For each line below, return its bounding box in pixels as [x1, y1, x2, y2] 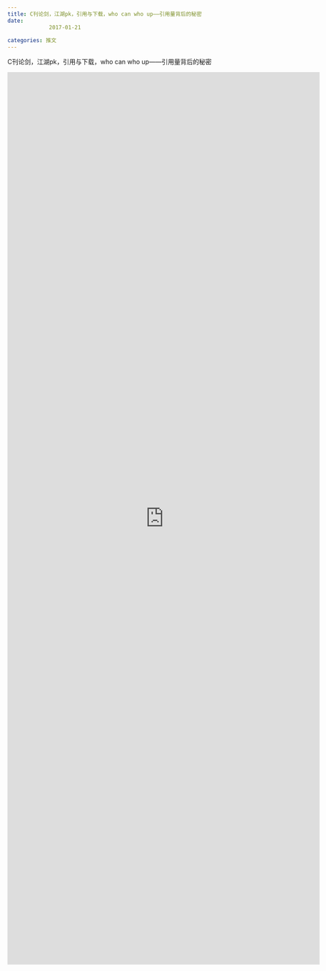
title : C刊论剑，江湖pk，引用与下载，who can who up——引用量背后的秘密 [7, 10, 202, 18]
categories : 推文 [7, 37, 57, 44]
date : [7, 17, 24, 24]
